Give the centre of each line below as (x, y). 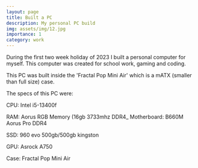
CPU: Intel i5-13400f (32, 105)
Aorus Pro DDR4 (26, 123)
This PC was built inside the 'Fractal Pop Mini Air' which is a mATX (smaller (99, 75)
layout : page (23, 12)
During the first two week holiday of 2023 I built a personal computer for (96, 57)
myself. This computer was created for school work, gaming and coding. (96, 63)
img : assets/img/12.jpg (36, 29)
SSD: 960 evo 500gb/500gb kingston (53, 135)
